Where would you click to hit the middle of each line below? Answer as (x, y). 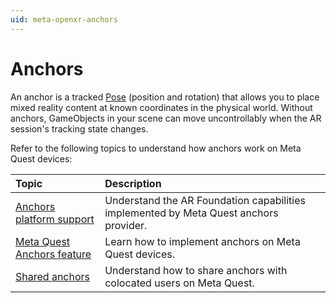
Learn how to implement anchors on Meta (202, 241)
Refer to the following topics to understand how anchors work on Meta (156, 148)
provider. (126, 225)
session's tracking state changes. (79, 128)
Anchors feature (53, 254)
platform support (55, 219)
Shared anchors (52, 276)
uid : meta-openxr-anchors (64, 19)
